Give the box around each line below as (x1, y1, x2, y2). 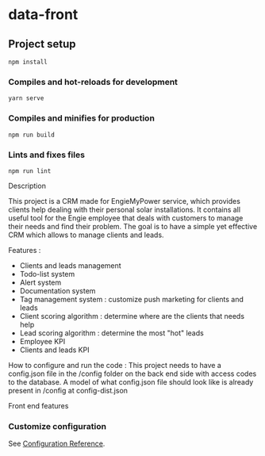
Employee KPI (19, 336, 66, 346)
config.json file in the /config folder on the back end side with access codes (8, 369, 257, 378)
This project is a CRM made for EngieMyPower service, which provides (8, 196, 240, 205)
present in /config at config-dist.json (8, 385, 129, 395)
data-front (8, 6, 79, 24)
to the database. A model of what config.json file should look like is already (8, 377, 254, 386)
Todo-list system (19, 269, 75, 278)
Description (8, 181, 46, 190)
